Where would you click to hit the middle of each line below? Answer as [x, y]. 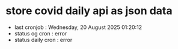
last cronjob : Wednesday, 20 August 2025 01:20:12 [78, 27]
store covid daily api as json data [89, 11]
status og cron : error [41, 33]
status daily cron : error [43, 40]
